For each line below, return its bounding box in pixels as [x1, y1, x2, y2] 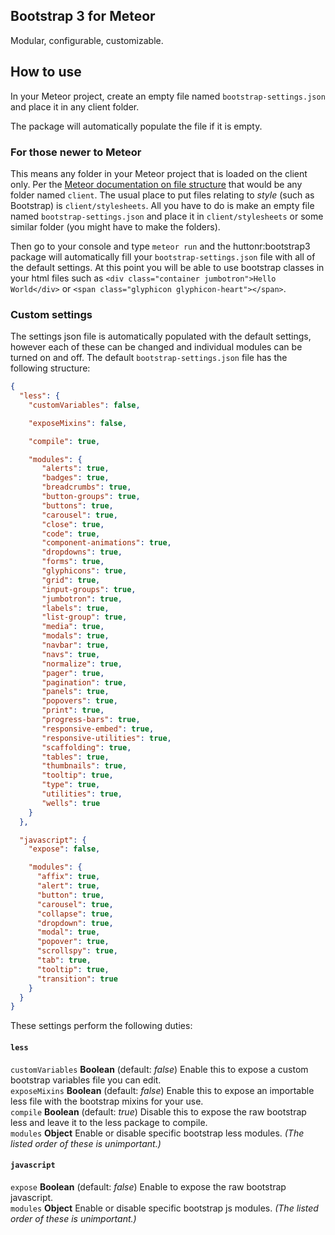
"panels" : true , [41, 687, 110, 697]
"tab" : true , [36, 955, 92, 966]
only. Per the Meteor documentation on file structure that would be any [10, 178, 303, 190]
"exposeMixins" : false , [28, 418, 128, 428]
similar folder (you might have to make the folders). [10, 220, 221, 233]
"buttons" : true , [41, 500, 114, 511]
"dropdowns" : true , [41, 547, 123, 558]
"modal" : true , [36, 927, 101, 938]
